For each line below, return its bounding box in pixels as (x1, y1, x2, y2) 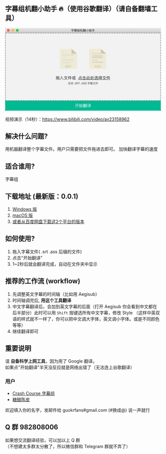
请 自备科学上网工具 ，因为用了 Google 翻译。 (5, 358, 97, 364)
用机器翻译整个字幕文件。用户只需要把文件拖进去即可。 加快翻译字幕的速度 (5, 146, 158, 152)
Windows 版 (12, 206, 37, 212)
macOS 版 (12, 212, 33, 218)
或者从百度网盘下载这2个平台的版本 (12, 219, 85, 225)
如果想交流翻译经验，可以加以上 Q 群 (5, 437, 81, 443)
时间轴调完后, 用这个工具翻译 (12, 297, 72, 303)
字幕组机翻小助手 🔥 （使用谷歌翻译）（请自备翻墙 (5, 4, 151, 13)
